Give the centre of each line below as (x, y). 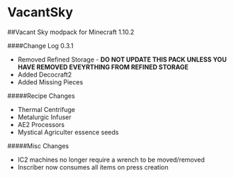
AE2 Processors (41, 124)
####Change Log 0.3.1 (40, 45)
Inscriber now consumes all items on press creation (93, 167)
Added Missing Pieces (50, 82)
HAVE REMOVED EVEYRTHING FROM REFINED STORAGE (103, 67)
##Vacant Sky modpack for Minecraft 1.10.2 (71, 32)
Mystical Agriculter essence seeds (68, 132)
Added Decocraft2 (45, 74)
